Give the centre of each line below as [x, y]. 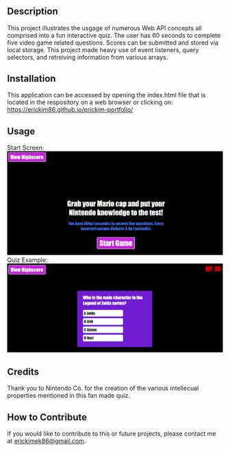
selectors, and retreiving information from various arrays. [88, 57]
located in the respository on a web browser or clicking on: [90, 102]
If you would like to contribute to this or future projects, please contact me [112, 433]
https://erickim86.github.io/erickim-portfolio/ [70, 110]
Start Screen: [26, 148]
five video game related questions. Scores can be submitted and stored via [113, 43]
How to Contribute [47, 417]
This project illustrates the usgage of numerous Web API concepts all [104, 28]
